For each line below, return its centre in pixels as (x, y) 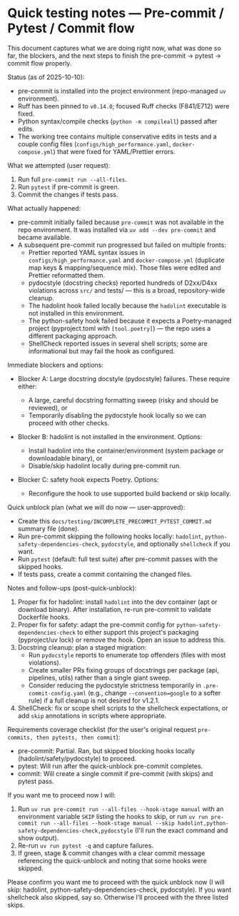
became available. (45, 237)
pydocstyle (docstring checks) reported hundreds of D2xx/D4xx (123, 283)
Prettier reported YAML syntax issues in (87, 252)
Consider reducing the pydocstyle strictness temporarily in (115, 685)
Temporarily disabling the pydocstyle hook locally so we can (117, 415)
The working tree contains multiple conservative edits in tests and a (117, 136)
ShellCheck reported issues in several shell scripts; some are (118, 343)
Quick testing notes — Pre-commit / (116, 13)
